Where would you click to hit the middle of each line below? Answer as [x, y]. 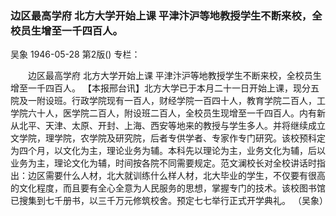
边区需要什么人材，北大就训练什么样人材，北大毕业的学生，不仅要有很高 [176, 176]
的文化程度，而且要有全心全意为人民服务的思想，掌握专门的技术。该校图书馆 [168, 188]
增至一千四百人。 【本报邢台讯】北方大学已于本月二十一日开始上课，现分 [160, 88]
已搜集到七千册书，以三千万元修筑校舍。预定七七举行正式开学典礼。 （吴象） [169, 201]
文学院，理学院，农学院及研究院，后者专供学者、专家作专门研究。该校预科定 [168, 138]
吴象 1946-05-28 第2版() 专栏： [75, 54]
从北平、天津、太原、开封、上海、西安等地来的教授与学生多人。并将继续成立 [168, 126]
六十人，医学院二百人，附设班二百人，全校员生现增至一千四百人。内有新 [176, 113]
